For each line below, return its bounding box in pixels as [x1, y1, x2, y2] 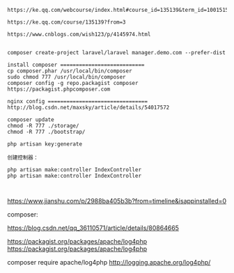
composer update [7, 116, 54, 123]
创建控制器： [7, 154, 39, 161]
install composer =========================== [7, 61, 145, 68]
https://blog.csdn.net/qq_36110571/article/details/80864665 [7, 224, 180, 232]
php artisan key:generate [7, 141, 82, 148]
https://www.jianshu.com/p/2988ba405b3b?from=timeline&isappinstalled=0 [7, 197, 227, 205]
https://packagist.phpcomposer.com [7, 86, 111, 93]
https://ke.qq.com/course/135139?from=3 [7, 19, 127, 26]
